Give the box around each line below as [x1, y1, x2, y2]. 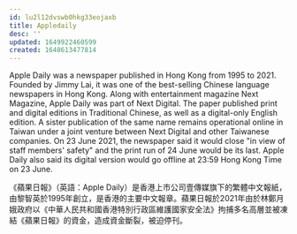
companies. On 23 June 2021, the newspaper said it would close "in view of [9, 136, 286, 147]
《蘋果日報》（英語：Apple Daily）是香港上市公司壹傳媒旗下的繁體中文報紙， [9, 182, 287, 192]
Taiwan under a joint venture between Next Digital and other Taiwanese [9, 126, 270, 137]
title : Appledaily [9, 21, 77, 30]
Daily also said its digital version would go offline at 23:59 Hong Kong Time [9, 155, 283, 165]
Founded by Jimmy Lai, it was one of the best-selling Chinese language [9, 79, 270, 90]
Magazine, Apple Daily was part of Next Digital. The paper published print [9, 98, 278, 109]
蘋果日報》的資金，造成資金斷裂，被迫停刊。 [24, 215, 187, 226]
